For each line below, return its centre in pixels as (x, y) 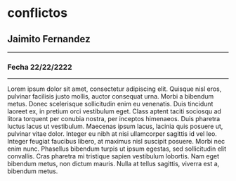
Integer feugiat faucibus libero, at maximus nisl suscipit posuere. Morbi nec (116, 142)
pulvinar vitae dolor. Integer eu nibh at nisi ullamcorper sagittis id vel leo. (112, 134)
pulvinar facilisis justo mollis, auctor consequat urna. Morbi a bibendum (111, 96)
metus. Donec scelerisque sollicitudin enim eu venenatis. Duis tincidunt (110, 104)
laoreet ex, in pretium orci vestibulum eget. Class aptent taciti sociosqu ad (114, 111)
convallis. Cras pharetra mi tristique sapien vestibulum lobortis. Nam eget (113, 156)
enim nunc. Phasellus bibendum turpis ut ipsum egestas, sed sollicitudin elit (117, 149)
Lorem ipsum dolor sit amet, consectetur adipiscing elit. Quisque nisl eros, (114, 89)
